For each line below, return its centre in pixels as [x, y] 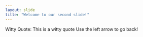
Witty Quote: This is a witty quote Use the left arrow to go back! [72, 29]
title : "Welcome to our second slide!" [47, 15]
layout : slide [20, 10]
